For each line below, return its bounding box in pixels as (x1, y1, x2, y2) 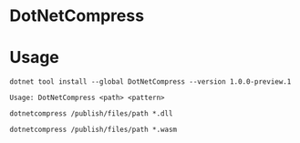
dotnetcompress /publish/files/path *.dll (9, 109, 173, 118)
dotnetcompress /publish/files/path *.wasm (9, 125, 178, 135)
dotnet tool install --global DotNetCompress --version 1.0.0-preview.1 (9, 77, 292, 87)
